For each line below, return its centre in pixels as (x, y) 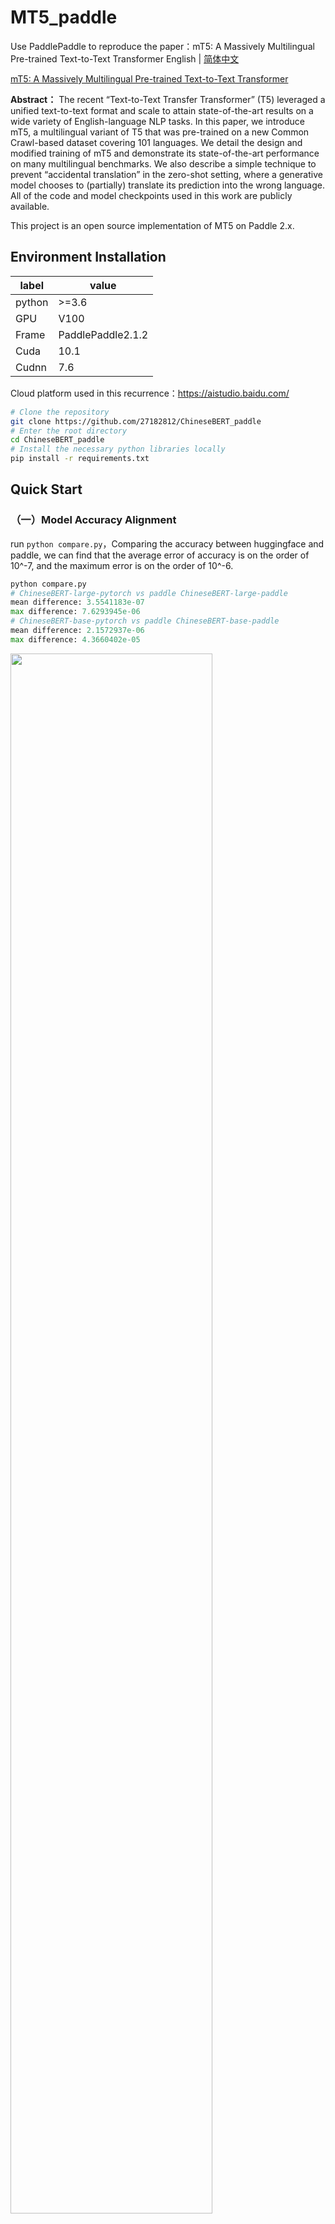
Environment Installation (88, 257)
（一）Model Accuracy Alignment (93, 520)
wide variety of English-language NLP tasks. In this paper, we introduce (157, 121)
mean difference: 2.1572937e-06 (77, 631)
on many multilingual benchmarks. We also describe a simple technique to (163, 163)
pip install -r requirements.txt (80, 459)
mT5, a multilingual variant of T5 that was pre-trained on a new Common (160, 132)
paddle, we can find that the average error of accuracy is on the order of (160, 555)
